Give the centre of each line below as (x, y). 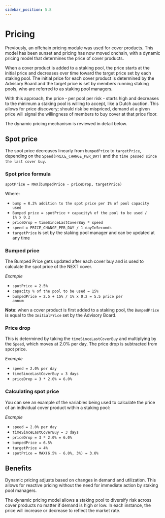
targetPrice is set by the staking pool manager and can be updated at (83, 233)
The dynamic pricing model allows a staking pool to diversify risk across (78, 500)
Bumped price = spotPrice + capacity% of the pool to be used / (80, 213)
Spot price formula (28, 174)
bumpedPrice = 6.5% (32, 443)
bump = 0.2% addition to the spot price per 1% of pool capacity (81, 203)
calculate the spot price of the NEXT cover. (49, 266)
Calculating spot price (32, 391)
